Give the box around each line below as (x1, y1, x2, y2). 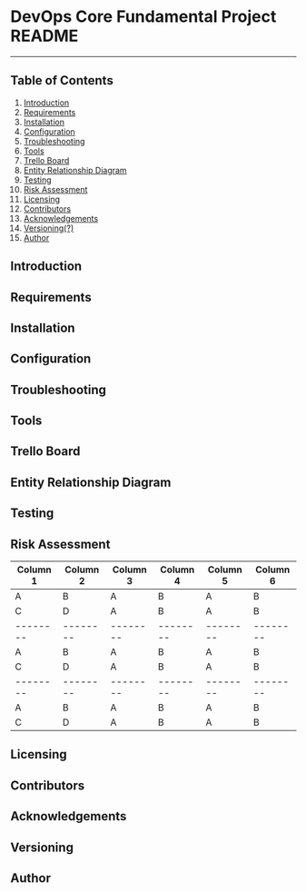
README (10, 25, 79, 46)
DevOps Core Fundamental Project (10, 6, 277, 27)
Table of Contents (10, 73, 114, 88)
